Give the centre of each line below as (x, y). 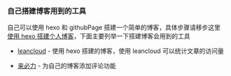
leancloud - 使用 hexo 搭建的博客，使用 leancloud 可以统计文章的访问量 (120, 51)
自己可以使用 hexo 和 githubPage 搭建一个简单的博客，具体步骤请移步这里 (114, 28)
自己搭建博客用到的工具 (47, 10)
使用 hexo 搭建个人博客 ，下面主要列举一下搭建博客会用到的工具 (99, 36)
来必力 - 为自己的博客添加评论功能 (67, 66)
